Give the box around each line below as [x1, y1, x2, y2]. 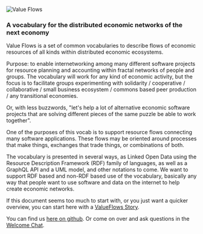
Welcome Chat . [6, 221, 45, 229]
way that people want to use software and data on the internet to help [6, 179, 180, 186]
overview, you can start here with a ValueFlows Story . [6, 203, 140, 211]
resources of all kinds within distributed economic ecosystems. [6, 48, 164, 56]
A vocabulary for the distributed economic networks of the [6, 21, 183, 29]
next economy [6, 28, 50, 36]
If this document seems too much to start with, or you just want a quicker [6, 197, 188, 204]
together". [6, 117, 31, 124]
